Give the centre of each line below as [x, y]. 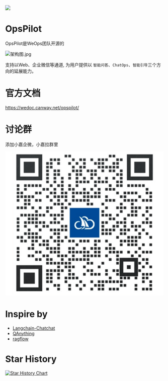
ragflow [20, 339]
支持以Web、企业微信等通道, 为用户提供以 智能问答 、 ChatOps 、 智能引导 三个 [81, 64]
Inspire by [26, 314]
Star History [31, 359]
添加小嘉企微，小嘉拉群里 [32, 144]
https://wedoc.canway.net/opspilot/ [42, 107]
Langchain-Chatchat [34, 328]
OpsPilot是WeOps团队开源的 [35, 43]
